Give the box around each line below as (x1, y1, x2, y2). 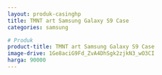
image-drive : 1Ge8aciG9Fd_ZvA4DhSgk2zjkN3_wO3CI (7, 50, 155, 57)
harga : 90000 (7, 56, 46, 64)
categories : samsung (7, 24, 69, 31)
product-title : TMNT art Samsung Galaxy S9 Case (7, 44, 155, 51)
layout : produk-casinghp (7, 10, 81, 18)
